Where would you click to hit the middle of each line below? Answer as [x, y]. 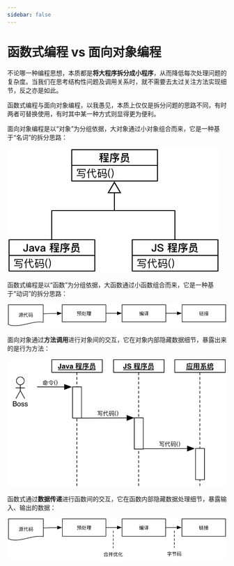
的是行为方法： [29, 349]
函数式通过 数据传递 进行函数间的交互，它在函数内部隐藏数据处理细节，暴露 [114, 498]
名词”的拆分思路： [42, 137]
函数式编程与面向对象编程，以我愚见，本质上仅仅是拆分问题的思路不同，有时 [117, 105]
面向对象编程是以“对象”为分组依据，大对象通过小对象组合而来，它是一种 [111, 128]
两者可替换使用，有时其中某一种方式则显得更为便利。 [84, 113]
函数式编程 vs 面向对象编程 [84, 52]
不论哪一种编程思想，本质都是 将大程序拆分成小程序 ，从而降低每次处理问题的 [117, 72]
